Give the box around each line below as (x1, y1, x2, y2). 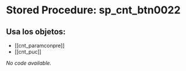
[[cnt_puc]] (14, 48, 42, 55)
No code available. (6, 59, 51, 66)
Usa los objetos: (6, 27, 66, 37)
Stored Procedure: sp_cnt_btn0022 (6, 3, 181, 17)
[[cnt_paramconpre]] (14, 42, 65, 49)
